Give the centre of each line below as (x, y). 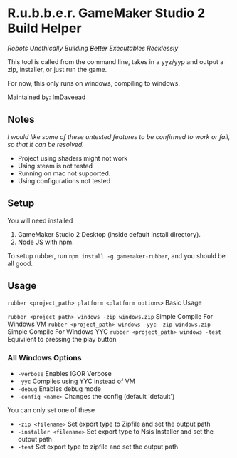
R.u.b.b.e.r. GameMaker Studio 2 (106, 13)
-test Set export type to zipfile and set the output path (98, 447)
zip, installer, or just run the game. (57, 69)
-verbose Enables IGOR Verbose (64, 373)
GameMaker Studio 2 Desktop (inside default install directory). (109, 234)
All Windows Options (44, 358)
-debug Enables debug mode (59, 388)
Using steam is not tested (55, 166)
